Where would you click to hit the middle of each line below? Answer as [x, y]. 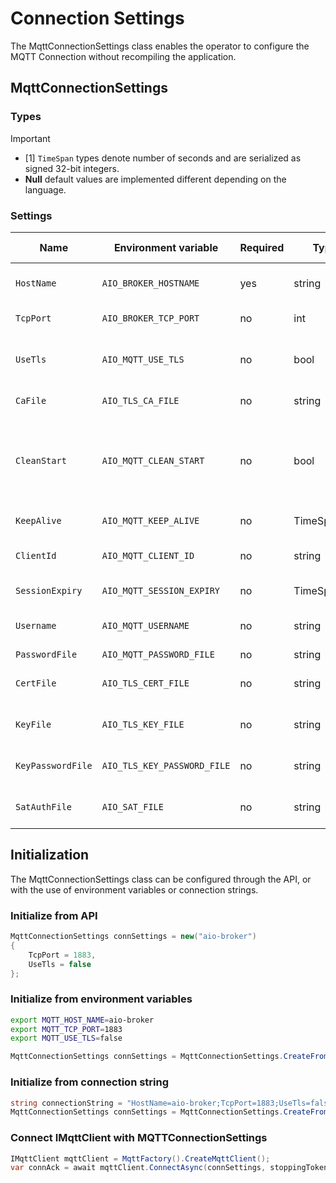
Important [30, 138]
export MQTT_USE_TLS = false [66, 1038]
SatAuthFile [44, 806]
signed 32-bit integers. [72, 168]
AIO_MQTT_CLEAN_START [153, 460]
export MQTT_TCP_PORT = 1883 [66, 1029]
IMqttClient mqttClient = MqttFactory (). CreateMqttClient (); [140, 1158]
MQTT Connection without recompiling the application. [123, 56]
